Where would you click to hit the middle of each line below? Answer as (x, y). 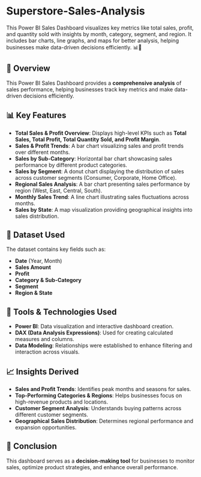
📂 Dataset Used (35, 235)
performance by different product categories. (71, 165)
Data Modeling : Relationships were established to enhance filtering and (103, 346)
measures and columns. (45, 339)
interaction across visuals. (47, 352)
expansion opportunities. (46, 427)
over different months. (42, 152)
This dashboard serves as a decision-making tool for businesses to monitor (100, 461)
